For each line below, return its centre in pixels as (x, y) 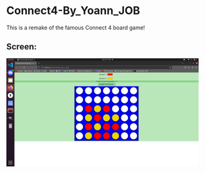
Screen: (22, 47)
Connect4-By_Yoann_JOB (73, 11)
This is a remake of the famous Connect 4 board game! (76, 28)
